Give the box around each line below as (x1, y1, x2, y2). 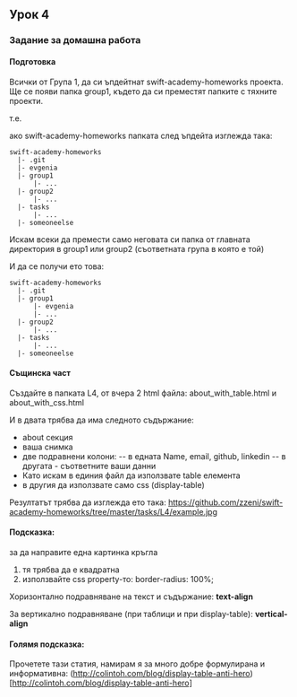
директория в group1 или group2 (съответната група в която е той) (9, 243, 265, 254)
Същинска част (9, 368, 72, 379)
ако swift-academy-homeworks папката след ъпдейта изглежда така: (9, 130, 273, 141)
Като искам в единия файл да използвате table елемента (21, 470, 241, 481)
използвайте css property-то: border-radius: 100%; (21, 573, 215, 584)
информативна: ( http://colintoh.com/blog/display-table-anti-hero (9, 668, 250, 679)
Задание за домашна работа (9, 34, 141, 47)
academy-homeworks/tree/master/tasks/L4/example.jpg (9, 506, 217, 517)
